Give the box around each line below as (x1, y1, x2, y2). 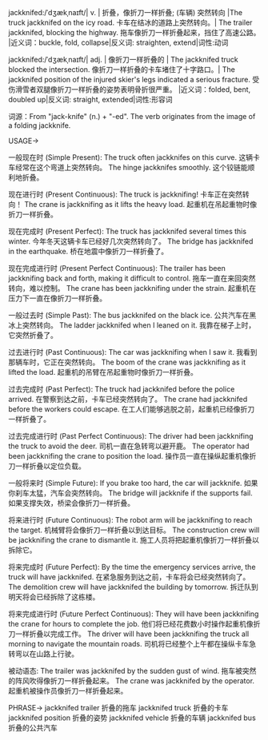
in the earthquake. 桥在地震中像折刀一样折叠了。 (8, 247, 169, 256)
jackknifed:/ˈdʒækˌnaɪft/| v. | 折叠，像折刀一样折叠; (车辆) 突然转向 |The (8, 8, 242, 17)
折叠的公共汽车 (8, 723, 58, 732)
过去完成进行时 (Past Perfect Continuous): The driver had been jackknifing (8, 432, 254, 440)
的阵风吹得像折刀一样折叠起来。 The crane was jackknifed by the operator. (8, 676, 254, 686)
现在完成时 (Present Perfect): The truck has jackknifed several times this (8, 227, 246, 236)
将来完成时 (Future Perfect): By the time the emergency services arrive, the (8, 563, 256, 571)
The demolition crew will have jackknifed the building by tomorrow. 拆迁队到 (8, 583, 258, 591)
